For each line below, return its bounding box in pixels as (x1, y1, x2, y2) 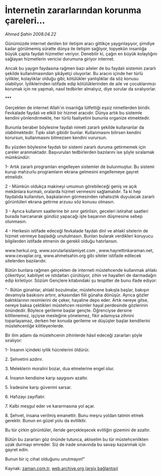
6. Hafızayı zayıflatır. (5, 394, 46, 399)
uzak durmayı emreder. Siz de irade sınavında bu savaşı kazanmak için (5, 441, 146, 447)
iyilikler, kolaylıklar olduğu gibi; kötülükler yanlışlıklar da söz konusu (5, 76, 139, 81)
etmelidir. (5, 174, 24, 180)
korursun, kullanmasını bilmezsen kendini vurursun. (5, 135, 107, 140)
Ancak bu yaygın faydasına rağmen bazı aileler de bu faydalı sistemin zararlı (5, 65, 156, 71)
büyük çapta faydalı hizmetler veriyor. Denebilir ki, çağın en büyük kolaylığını (5, 51, 158, 57)
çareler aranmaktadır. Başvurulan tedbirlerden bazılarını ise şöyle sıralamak (5, 149, 155, 155)
